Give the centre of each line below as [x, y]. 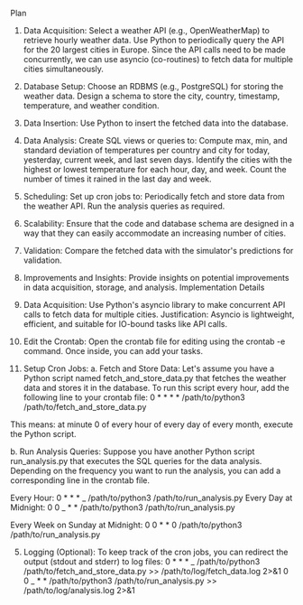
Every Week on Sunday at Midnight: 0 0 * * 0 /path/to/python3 [126, 525]
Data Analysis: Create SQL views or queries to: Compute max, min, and [155, 140]
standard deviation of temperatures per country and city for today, [146, 150]
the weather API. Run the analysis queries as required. [124, 206]
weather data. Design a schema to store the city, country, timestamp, [151, 96]
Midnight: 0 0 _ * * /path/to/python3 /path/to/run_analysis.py [123, 507]
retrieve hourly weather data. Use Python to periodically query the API [154, 40]
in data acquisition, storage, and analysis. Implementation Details [144, 287]
